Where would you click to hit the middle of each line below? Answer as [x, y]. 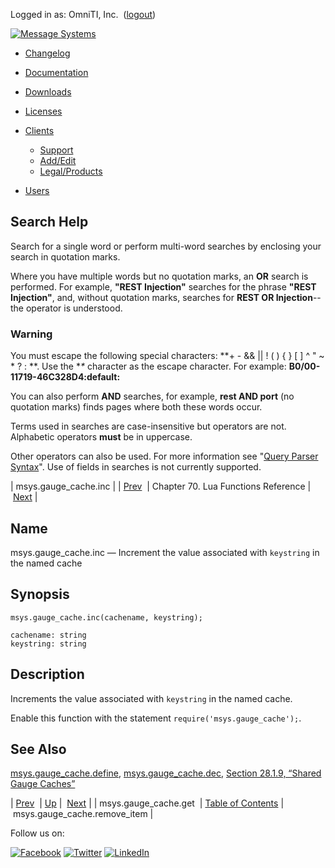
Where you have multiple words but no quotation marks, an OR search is [159, 276]
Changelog [47, 53]
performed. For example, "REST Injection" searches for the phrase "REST [163, 286]
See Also [38, 749]
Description [47, 674]
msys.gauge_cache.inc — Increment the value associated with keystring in [165, 552]
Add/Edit [58, 160]
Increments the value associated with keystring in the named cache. [151, 698]
